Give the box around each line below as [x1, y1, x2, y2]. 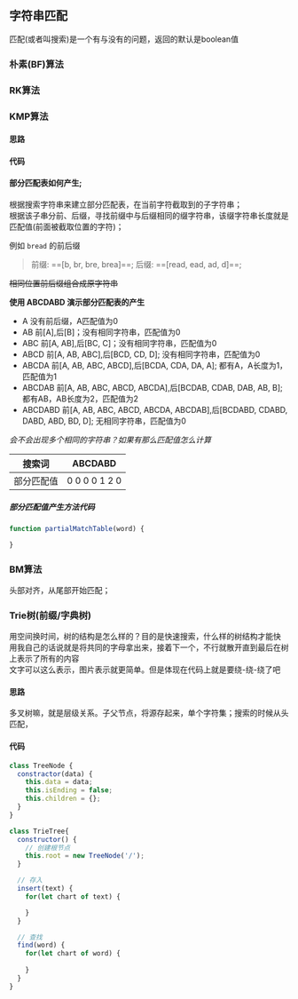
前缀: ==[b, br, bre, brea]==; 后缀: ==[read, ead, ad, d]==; [30, 258, 242, 269]
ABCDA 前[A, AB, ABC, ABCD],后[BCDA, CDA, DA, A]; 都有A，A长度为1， [21, 360, 288, 370]
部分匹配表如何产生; [9, 178, 82, 188]
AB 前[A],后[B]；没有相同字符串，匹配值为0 [21, 327, 181, 337]
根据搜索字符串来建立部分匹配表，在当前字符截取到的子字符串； [9, 199, 242, 210]
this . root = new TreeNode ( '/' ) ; [25, 852, 145, 860]
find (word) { [17, 940, 66, 950]
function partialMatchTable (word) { [9, 524, 145, 533]
